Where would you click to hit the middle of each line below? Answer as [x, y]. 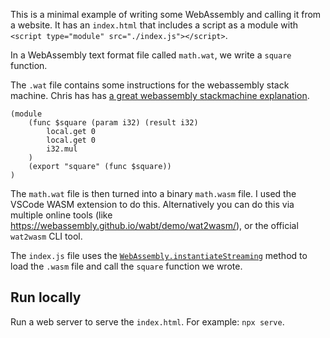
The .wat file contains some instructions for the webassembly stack [150, 85]
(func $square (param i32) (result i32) [113, 123]
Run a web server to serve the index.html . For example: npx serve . [147, 321]
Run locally [46, 297]
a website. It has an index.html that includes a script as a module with [154, 25]
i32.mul [62, 149]
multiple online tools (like [61, 215]
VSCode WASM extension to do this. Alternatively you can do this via [152, 204]
